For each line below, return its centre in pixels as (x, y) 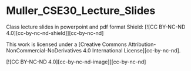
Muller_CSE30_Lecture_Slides (81, 11)
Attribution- (142, 44)
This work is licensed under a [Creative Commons (67, 44)
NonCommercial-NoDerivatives (44, 50)
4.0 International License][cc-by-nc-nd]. (132, 50)
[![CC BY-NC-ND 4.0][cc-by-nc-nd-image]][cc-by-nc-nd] (76, 62)
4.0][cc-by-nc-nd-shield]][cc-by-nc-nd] (55, 33)
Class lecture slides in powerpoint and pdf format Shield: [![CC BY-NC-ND (96, 27)
